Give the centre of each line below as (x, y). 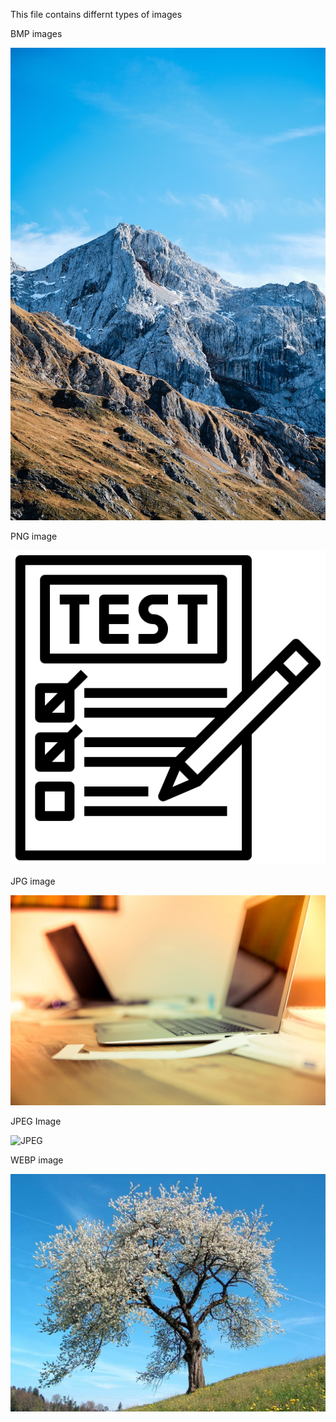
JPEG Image (36, 1121)
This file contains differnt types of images (96, 14)
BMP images (36, 33)
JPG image (33, 881)
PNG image (34, 536)
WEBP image (37, 1160)
